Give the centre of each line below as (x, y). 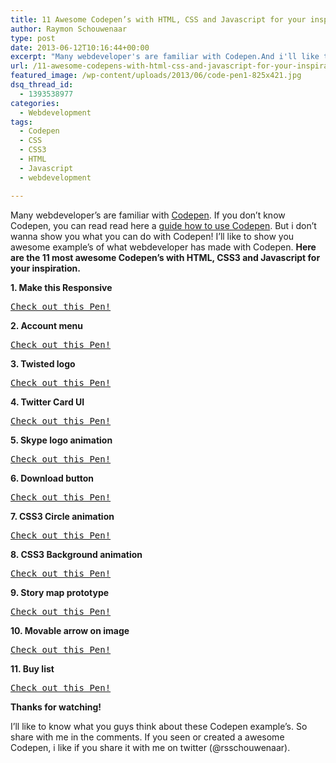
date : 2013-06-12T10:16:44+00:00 (80, 47)
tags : (21, 122)
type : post (33, 38)
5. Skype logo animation (61, 440)
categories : (35, 103)
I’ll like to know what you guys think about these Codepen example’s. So (159, 726)
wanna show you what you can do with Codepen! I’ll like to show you (152, 236)
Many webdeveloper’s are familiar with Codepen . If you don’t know (148, 215)
